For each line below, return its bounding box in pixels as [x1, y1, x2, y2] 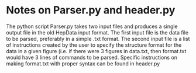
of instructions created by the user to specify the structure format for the [6, 41, 182, 48]
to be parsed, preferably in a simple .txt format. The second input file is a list [6, 35, 190, 42]
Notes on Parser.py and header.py [6, 4, 176, 17]
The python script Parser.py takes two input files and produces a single [6, 23, 178, 30]
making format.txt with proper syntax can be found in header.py [6, 60, 160, 67]
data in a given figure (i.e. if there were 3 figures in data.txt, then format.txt [6, 47, 187, 54]
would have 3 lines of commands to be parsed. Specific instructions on [6, 54, 177, 61]
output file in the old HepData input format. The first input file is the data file [6, 29, 189, 36]
